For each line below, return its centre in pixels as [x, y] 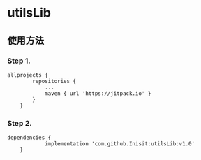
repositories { [54, 81]
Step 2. [20, 123]
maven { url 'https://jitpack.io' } [98, 93]
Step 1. [19, 61]
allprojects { [28, 75]
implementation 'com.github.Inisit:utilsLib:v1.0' [120, 144]
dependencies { [29, 138]
